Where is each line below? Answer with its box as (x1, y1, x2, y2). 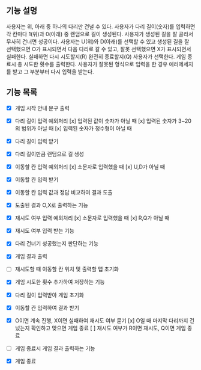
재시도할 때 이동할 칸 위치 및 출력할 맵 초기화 (14, 265, 119, 273)
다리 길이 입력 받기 (14, 137, 59, 144)
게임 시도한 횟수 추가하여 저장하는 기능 (14, 279, 105, 286)
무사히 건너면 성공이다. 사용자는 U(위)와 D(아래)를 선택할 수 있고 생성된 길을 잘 (6, 38, 190, 45)
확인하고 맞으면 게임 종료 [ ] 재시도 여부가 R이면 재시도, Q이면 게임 (31, 324, 186, 331)
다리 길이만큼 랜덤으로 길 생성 (14, 150, 84, 158)
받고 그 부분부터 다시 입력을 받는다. (12, 68, 94, 75)
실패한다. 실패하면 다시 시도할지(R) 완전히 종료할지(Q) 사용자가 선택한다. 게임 (6, 53, 186, 60)
